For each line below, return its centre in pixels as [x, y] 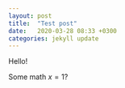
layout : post [30, 16]
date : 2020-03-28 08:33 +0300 [62, 31]
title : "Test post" [43, 23]
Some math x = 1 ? [38, 77]
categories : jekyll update [54, 38]
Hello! [18, 61]
